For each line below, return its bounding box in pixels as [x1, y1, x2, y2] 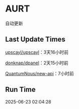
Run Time [5, 85, 36, 94]
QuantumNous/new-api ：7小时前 [5, 70, 74, 76]
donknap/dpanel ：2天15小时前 [5, 60, 69, 66]
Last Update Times [5, 35, 65, 44]
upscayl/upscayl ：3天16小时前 [5, 49, 69, 55]
